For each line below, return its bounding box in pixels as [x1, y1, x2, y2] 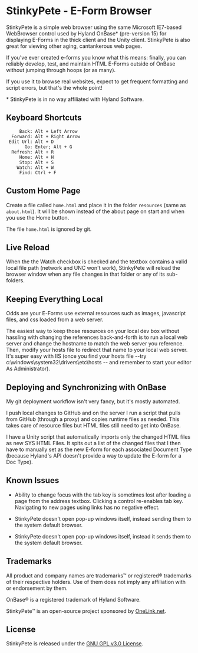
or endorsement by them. [6, 585, 68, 592]
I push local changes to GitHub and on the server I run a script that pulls [6, 409, 181, 416]
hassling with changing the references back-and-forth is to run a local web [6, 334, 188, 341]
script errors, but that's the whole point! [6, 84, 103, 91]
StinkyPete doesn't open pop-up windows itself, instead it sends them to [14, 533, 192, 540]
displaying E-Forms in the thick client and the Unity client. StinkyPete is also [6, 36, 190, 43]
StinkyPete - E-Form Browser [6, 4, 152, 18]
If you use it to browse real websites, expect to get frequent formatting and [6, 78, 189, 85]
